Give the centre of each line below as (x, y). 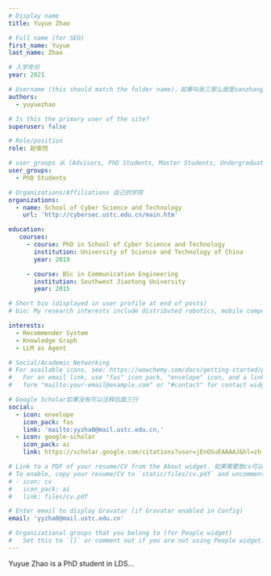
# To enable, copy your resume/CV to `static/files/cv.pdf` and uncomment (137, 474)
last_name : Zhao (35, 53)
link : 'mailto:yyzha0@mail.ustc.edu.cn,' (93, 429)
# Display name (34, 16)
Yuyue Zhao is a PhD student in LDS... (71, 563)
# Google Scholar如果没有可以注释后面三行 (73, 400)
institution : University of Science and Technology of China (138, 252)
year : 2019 (52, 259)
